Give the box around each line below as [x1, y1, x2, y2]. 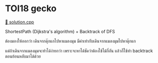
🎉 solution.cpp [5, 19, 34, 25]
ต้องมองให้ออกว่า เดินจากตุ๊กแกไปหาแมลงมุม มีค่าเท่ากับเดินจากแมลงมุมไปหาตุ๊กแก [5, 38, 136, 44]
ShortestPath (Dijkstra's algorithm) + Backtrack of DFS [5, 28, 115, 34]
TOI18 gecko [5, 3, 57, 14]
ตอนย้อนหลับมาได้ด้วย [5, 53, 41, 59]
